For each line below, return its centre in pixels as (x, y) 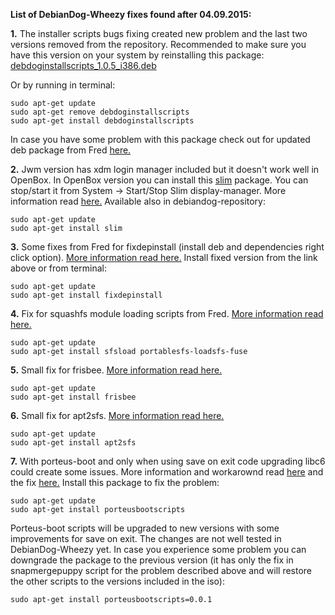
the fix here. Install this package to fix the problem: (115, 482)
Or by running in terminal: (63, 85)
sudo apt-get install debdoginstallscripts (102, 121)
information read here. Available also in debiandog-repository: (138, 201)
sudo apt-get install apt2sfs (73, 443)
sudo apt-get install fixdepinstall (86, 295)
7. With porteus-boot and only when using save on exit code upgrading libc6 (168, 461)
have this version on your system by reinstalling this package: (137, 55)
